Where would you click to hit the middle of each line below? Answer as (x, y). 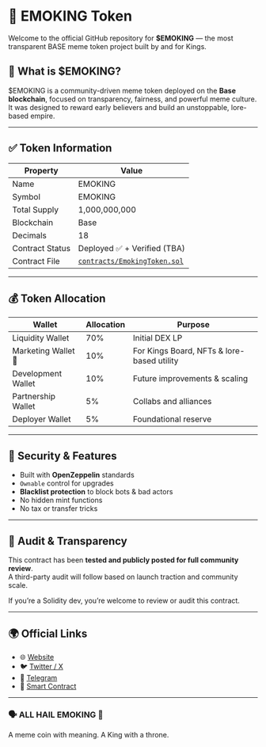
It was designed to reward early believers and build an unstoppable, (119, 107)
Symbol (27, 196)
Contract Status (42, 248)
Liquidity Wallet (41, 338)
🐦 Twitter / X (41, 666)
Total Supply (36, 209)
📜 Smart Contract (48, 686)
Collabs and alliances (173, 402)
